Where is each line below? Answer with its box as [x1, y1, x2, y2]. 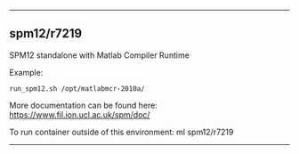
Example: [9, 67, 44, 77]
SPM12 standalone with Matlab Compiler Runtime [9, 50, 190, 61]
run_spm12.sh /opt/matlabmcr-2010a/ [9, 84, 145, 93]
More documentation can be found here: [9, 100, 158, 110]
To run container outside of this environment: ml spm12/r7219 [9, 126, 234, 137]
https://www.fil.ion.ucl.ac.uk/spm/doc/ [9, 109, 150, 120]
